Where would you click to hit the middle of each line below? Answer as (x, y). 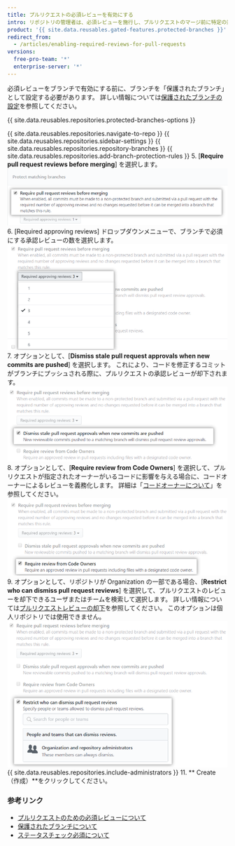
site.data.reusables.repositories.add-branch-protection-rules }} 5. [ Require (115, 156)
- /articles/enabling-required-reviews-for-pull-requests (100, 45)
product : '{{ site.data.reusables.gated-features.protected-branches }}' (117, 29)
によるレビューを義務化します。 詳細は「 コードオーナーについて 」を (124, 485)
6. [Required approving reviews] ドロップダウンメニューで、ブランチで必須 (115, 231)
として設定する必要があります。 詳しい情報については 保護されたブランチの (115, 97)
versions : (22, 52)
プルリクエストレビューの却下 (62, 608)
